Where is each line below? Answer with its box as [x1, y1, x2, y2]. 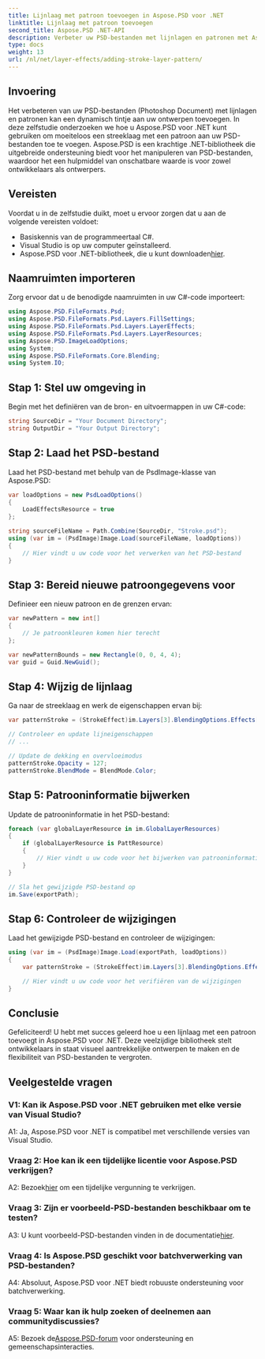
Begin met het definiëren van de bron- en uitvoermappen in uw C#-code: [8, 402, 246, 411]
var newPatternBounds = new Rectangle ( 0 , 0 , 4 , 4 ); [8, 650, 181, 659]
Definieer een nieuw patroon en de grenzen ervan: [8, 599, 172, 608]
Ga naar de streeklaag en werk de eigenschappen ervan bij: [8, 701, 203, 710]
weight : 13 [8, 48, 44, 56]
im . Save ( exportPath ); [8, 890, 80, 898]
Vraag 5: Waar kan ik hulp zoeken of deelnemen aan [8, 1305, 211, 1316]
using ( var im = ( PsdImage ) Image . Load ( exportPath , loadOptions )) [8, 949, 228, 957]
